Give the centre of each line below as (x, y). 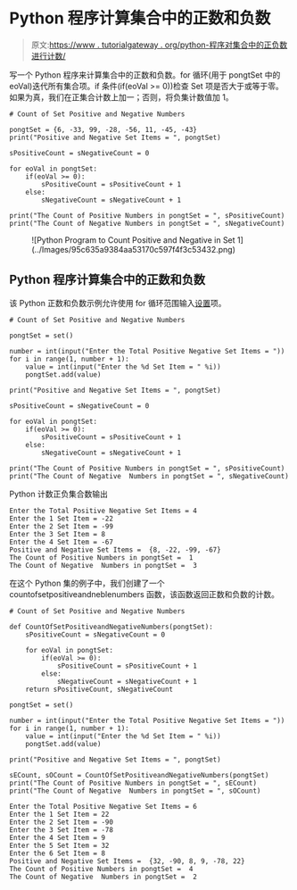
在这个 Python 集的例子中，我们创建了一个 (87, 583)
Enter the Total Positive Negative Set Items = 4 (103, 511)
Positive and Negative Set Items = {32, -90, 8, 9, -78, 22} (127, 861)
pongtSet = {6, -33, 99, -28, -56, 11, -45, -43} (103, 129)
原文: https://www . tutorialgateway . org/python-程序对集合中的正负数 (159, 45)
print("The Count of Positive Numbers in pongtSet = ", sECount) (133, 783)
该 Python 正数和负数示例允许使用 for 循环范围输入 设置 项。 (118, 303)
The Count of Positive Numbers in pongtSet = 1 (101, 557)
